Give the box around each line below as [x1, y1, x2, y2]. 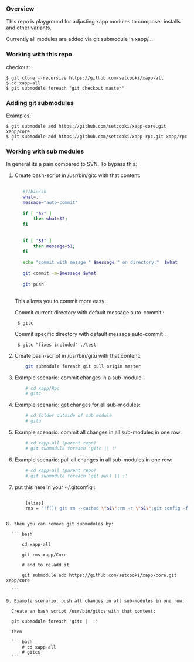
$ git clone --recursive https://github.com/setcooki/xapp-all [6, 75, 164, 81]
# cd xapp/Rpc [25, 385, 60, 391]
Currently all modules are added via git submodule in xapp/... [6, 36, 154, 43]
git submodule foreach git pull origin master [25, 363, 141, 369]
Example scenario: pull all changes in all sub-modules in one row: [14, 456, 173, 463]
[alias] [25, 500, 44, 506]
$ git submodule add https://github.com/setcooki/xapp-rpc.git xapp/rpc [6, 134, 188, 140]
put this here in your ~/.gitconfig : [14, 483, 96, 491]
